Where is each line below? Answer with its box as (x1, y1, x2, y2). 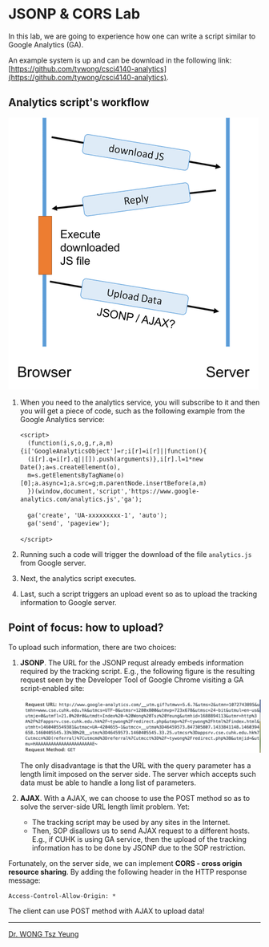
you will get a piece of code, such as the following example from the (19, 406, 246, 416)
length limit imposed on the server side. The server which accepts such (19, 770, 256, 779)
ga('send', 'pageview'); (27, 519, 110, 527)
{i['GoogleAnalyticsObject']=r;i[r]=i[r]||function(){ (19, 447, 207, 455)
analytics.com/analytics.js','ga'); (19, 495, 143, 503)
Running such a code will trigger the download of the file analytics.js (19, 549, 252, 559)
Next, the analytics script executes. (19, 573, 137, 583)
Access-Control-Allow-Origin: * (8, 892, 116, 900)
